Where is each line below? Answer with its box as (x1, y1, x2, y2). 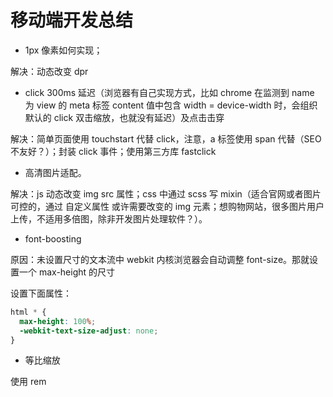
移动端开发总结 (10, 9, 134, 32)
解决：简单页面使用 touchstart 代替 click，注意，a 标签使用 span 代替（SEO (10, 132, 322, 145)
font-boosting (24, 232, 82, 245)
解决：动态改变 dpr (10, 65, 89, 77)
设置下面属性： (10, 287, 72, 299)
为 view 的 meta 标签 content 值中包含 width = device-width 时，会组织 (24, 99, 318, 111)
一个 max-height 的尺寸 (18, 266, 116, 278)
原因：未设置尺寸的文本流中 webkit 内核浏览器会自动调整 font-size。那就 (10, 253, 310, 265)
